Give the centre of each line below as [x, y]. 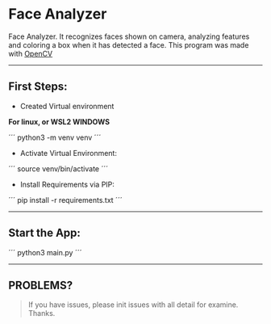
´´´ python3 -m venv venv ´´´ [55, 137]
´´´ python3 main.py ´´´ [45, 252]
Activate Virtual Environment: [68, 153]
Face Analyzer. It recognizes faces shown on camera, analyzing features [129, 36]
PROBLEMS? [41, 285]
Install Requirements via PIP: [67, 184]
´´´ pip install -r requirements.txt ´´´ [65, 200]
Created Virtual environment [67, 106]
